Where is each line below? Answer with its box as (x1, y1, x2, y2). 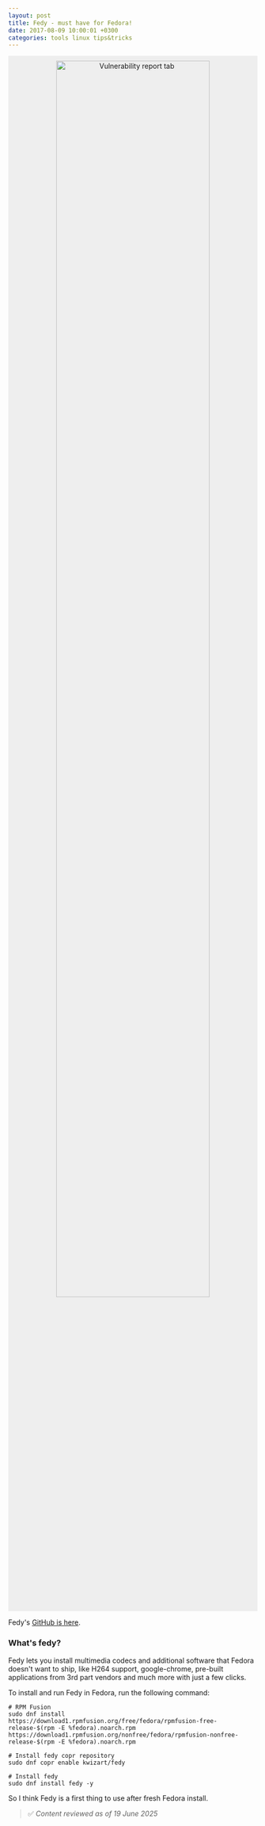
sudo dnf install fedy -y (8, 1779, 93, 1787)
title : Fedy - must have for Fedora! (8, 19, 133, 27)
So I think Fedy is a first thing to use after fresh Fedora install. (8, 1793, 208, 1803)
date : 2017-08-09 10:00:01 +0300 (8, 26, 119, 34)
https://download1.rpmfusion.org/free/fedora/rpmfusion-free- (8, 1717, 218, 1725)
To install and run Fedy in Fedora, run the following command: (8, 1687, 210, 1697)
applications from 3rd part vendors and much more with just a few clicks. (8, 1672, 247, 1682)
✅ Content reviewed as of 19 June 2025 (27, 1809, 158, 1818)
